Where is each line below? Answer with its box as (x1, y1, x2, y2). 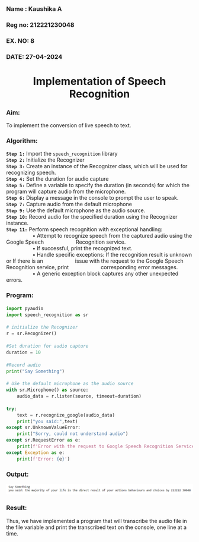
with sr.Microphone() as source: (6, 387, 89, 393)
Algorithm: (6, 137, 38, 145)
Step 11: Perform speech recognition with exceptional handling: (6, 226, 163, 233)
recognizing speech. (6, 169, 56, 177)
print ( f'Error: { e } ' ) (17, 456, 70, 462)
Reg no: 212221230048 (6, 20, 75, 29)
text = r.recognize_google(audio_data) (17, 412, 115, 418)
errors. (6, 276, 23, 283)
